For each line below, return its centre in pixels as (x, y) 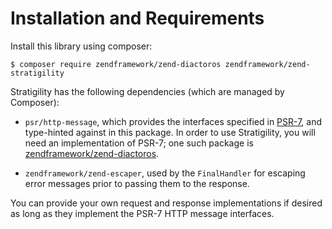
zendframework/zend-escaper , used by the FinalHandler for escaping (165, 173)
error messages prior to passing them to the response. (137, 183)
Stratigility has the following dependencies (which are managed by (147, 91)
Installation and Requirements (137, 18)
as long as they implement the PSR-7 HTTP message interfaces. (142, 213)
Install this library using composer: (81, 46)
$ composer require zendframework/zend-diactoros (116, 64)
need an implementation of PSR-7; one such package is (139, 143)
